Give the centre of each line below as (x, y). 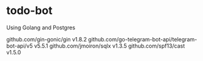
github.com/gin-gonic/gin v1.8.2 (47, 39)
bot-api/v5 (20, 46)
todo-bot (30, 11)
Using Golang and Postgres (41, 27)
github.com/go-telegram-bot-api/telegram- (143, 39)
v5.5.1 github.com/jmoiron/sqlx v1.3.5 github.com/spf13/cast (109, 46)
